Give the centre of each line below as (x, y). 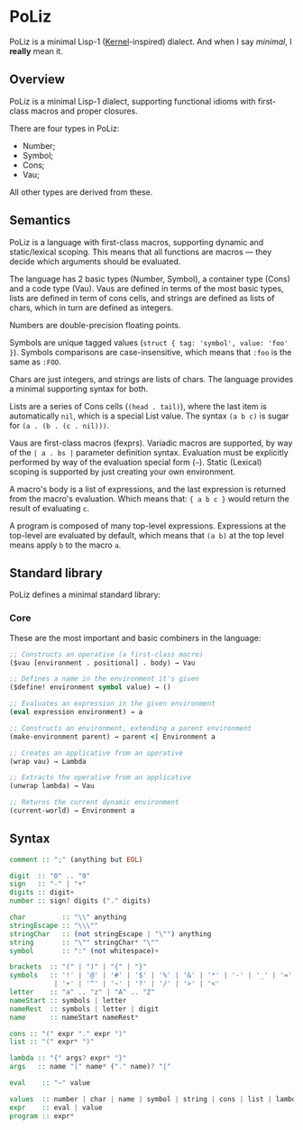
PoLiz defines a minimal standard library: (85, 595)
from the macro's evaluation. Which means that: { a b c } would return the (150, 499)
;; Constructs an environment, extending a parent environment (131, 728)
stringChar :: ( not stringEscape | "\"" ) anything (110, 934)
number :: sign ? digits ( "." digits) (80, 901)
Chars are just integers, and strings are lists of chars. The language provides (151, 379)
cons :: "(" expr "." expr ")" (68, 1034)
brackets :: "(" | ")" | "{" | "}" (78, 967)
